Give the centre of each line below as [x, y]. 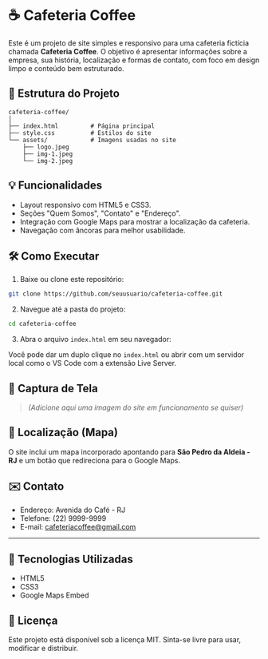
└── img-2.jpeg [48, 161]
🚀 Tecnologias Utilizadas [71, 559]
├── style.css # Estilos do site [80, 133]
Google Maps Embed [54, 595]
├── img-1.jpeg [48, 154]
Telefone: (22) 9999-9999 [63, 518]
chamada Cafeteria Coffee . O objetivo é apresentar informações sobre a [128, 51]
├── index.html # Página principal [82, 126]
